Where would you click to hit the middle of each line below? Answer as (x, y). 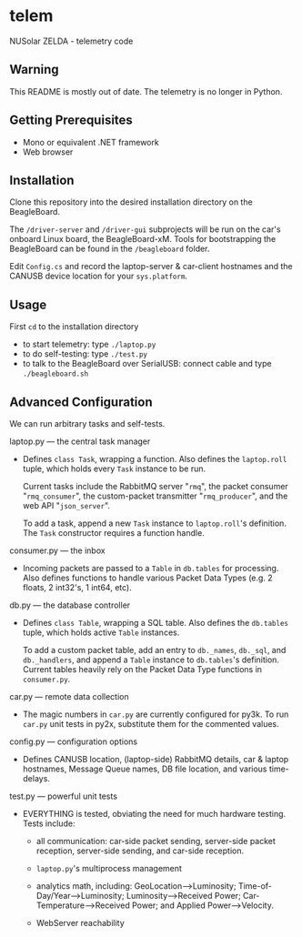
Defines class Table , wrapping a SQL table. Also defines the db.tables (156, 623)
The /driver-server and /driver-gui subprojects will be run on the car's (145, 229)
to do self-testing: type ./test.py (85, 354)
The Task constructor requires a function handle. (113, 533)
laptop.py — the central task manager (80, 441)
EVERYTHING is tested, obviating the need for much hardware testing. (154, 814)
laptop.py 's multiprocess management (109, 868)
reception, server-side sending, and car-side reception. (140, 851)
